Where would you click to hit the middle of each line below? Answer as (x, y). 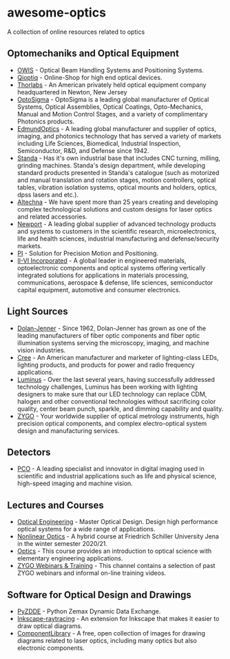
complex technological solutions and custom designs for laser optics (114, 209)
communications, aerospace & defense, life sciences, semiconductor (115, 282)
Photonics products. (45, 121)
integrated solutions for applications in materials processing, (103, 275)
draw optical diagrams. (50, 626)
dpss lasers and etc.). (48, 194)
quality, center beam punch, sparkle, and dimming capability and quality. (120, 409)
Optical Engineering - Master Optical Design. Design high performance (117, 522)
